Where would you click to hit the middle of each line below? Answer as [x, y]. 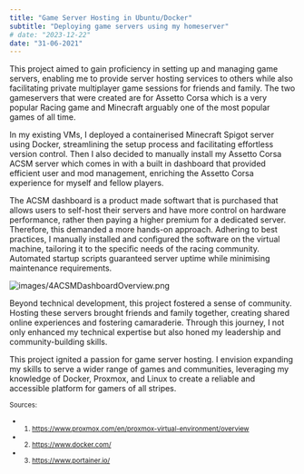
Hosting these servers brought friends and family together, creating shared [150, 313]
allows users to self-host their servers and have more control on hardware [148, 211]
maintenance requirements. [61, 268]
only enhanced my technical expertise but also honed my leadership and [145, 332]
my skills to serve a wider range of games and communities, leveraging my [149, 370]
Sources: [24, 405]
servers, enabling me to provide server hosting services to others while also [151, 79]
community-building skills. [59, 342]
